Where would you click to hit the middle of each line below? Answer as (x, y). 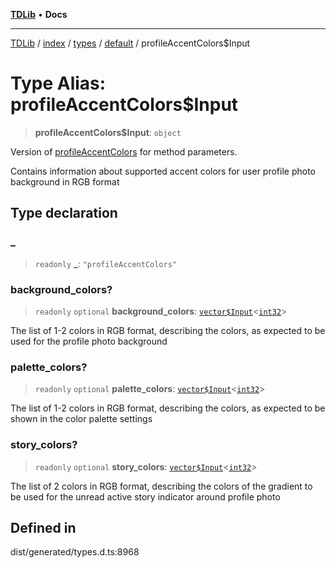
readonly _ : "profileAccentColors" (106, 263)
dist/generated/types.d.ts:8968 (75, 552)
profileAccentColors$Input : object (108, 132)
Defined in (43, 527)
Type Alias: (58, 83)
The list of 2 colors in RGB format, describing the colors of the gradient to (161, 486)
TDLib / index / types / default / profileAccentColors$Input (130, 43)
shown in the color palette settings (81, 419)
